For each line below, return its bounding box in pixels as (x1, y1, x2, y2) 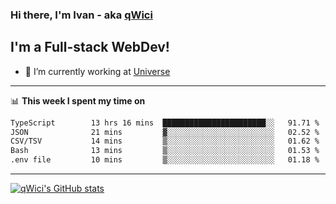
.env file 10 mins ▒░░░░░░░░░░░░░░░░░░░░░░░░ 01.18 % (10, 155, 320, 165)
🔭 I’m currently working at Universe (24, 65, 171, 77)
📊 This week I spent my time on (10, 94, 146, 107)
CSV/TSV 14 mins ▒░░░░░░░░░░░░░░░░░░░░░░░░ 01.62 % (10, 136, 320, 147)
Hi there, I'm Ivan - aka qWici (10, 8, 153, 22)
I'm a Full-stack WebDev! (10, 39, 170, 56)
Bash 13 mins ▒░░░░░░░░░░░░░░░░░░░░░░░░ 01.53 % (10, 146, 320, 156)
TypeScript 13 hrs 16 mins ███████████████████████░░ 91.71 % (10, 118, 320, 128)
